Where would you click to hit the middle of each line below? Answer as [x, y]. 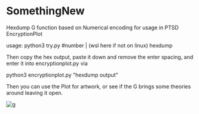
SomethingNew [45, 11]
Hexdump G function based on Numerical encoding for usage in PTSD [93, 27]
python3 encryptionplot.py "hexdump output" [62, 75]
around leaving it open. [35, 93]
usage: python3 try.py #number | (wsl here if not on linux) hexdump [89, 45]
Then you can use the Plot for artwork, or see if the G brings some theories [99, 86]
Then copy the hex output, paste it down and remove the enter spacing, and [100, 57]
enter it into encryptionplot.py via [47, 63]
